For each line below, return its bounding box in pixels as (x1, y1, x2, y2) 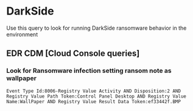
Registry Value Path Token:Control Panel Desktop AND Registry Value (6, 93, 187, 99)
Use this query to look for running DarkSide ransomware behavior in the (6, 24, 187, 32)
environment (6, 30, 38, 38)
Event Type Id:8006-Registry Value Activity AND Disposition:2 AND (6, 88, 181, 94)
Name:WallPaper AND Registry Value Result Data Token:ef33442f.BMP (6, 98, 181, 104)
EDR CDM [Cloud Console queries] (6, 49, 140, 59)
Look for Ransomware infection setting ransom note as (6, 67, 172, 75)
